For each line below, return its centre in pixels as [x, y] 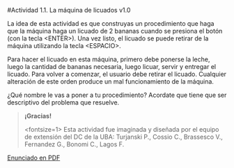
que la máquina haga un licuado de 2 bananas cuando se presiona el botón [115, 31]
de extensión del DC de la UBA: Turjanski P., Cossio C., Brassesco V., [123, 137]
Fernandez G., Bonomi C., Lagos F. [74, 144]
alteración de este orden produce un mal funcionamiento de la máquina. [111, 82]
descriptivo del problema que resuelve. [63, 102]
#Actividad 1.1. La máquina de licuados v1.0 [69, 10]
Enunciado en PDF [34, 158]
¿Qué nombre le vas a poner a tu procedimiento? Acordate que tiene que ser [117, 95]
